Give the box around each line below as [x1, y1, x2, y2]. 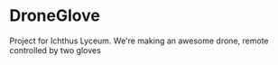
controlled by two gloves [9, 44, 101, 55]
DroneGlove [9, 5, 101, 26]
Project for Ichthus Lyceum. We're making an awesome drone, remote [9, 35, 269, 46]
